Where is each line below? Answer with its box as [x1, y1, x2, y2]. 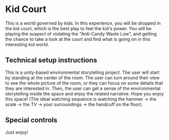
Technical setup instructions [5, 56, 97, 65]
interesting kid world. [5, 41, 49, 47]
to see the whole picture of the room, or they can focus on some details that [5, 80, 163, 86]
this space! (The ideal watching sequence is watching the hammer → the [5, 96, 157, 102]
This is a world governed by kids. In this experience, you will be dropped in [5, 20, 161, 26]
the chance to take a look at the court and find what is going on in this [5, 36, 150, 42]
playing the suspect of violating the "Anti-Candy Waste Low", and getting [5, 31, 157, 37]
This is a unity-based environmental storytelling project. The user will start [5, 69, 160, 75]
